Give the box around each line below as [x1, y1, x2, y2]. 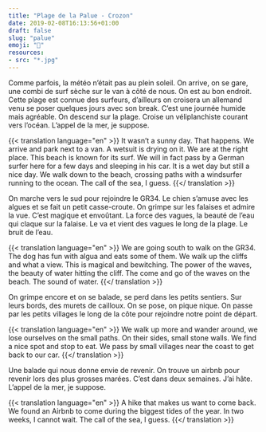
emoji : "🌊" [8, 41, 45, 49]
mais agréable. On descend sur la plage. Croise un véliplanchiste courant [8, 112, 248, 121]
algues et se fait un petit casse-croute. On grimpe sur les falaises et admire [8, 202, 256, 211]
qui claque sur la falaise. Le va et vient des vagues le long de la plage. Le [8, 218, 248, 228]
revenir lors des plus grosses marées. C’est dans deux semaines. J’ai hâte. [8, 374, 253, 383]
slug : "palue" [8, 33, 56, 42]
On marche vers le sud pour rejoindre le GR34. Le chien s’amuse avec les [8, 193, 248, 203]
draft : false [8, 26, 52, 34]
